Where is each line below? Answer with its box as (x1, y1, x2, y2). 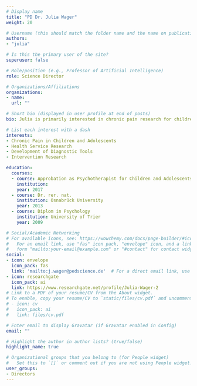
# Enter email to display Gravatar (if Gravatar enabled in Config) (6, 323, 177, 328)
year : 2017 (16, 186, 43, 193)
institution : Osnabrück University (16, 197, 104, 203)
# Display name (6, 8, 43, 15)
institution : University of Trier (16, 214, 101, 220)
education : (6, 165, 33, 171)
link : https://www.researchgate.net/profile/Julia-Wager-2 (11, 284, 159, 291)
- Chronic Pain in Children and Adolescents (6, 137, 117, 144)
